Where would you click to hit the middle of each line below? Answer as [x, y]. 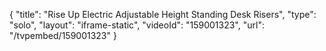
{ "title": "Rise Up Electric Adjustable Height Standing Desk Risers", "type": [163, 14]
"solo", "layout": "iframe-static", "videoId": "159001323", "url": [137, 25]
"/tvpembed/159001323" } [63, 35]
